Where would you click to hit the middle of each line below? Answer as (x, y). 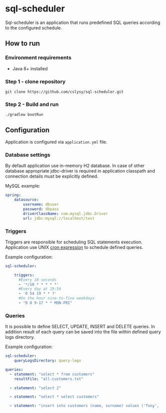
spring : (13, 195)
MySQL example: (23, 186)
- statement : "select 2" (35, 388)
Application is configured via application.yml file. (56, 142)
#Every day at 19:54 (40, 289)
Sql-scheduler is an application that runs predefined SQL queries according (83, 22)
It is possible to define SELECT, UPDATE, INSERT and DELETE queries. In (80, 327)
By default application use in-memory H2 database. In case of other (75, 166)
